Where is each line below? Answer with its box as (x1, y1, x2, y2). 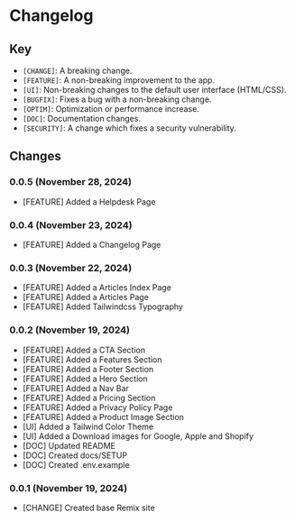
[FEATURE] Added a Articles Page (22, 292, 149, 303)
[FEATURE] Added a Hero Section (22, 373, 148, 384)
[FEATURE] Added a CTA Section (22, 344, 146, 355)
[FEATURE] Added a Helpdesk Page (22, 196, 156, 207)
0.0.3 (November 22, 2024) (9, 261, 133, 274)
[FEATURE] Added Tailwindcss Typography (22, 301, 183, 312)
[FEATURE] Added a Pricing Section (22, 392, 156, 403)
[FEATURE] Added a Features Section (22, 353, 162, 365)
